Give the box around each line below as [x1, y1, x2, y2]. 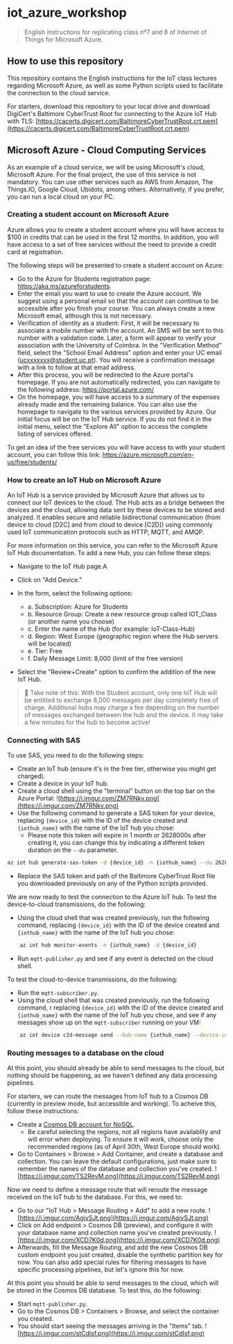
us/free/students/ [7, 457, 58, 466]
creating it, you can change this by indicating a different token [27, 839, 205, 847]
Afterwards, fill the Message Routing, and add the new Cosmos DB [17, 1243, 208, 1252]
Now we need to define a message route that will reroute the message [7, 1186, 208, 1194]
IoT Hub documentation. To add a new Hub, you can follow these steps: [7, 549, 212, 557]
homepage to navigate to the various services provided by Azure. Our [17, 407, 217, 416]
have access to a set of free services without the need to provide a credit [7, 240, 216, 248]
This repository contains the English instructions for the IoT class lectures [7, 74, 217, 82]
